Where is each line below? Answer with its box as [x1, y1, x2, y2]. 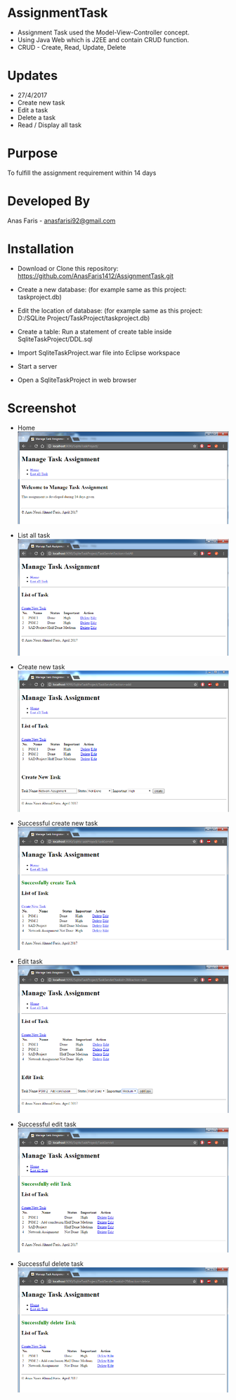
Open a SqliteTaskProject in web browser [17, 376, 137, 384]
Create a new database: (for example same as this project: [17, 285, 187, 293]
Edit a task [17, 105, 48, 114]
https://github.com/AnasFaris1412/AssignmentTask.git [17, 272, 173, 280]
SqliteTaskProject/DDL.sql [17, 335, 93, 343]
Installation [7, 241, 74, 257]
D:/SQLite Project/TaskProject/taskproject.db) [17, 314, 150, 322]
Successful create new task [17, 819, 98, 827]
